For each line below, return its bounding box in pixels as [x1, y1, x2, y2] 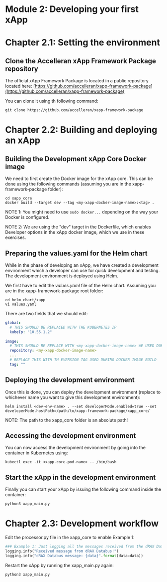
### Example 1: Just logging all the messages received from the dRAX [5, 544, 155, 549]
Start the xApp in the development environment [5, 473, 156, 482]
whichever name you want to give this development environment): [5, 394, 141, 400]
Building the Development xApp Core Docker [5, 155, 147, 163]
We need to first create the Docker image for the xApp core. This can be [5, 176, 153, 182]
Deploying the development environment [5, 376, 135, 385]
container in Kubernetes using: [5, 450, 68, 456]
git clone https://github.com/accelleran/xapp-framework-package [5, 108, 143, 113]
